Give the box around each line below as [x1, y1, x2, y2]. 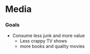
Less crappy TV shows [19, 38, 67, 44]
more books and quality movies [19, 43, 85, 49]
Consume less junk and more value [12, 32, 85, 38]
